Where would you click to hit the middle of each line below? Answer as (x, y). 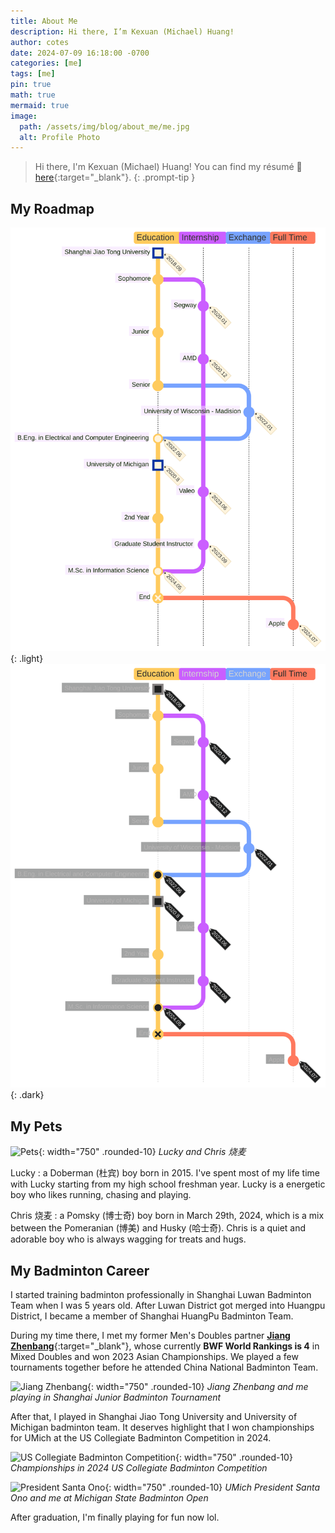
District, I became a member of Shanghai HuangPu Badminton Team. (152, 1316)
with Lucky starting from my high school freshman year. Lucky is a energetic (168, 1184)
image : (24, 116)
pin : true (31, 85)
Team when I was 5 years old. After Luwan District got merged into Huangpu (168, 1306)
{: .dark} (27, 1095)
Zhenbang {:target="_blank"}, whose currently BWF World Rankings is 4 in (165, 1346)
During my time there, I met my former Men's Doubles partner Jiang (150, 1336)
